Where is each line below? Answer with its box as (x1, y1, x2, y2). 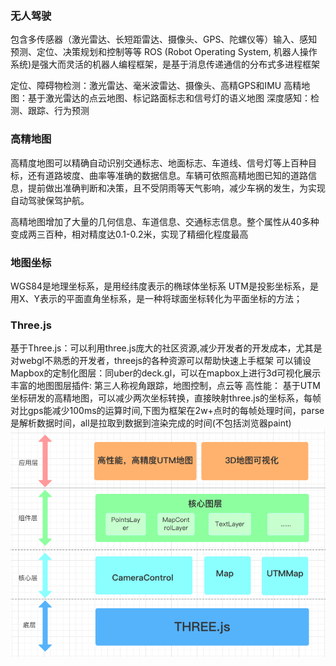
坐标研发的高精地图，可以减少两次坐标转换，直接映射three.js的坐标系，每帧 (10, 392, 322, 404)
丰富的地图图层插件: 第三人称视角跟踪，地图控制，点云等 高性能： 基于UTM (10, 380, 321, 392)
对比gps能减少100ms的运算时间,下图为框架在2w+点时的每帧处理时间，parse (10, 405, 325, 417)
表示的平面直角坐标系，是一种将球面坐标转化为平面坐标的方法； (39, 292, 303, 304)
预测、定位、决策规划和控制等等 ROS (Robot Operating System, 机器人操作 (10, 46, 318, 58)
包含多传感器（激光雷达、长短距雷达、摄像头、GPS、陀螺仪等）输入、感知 (10, 33, 318, 46)
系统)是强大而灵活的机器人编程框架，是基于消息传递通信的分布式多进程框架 (10, 58, 321, 71)
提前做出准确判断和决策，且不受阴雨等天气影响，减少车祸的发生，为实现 (27, 182, 326, 194)
